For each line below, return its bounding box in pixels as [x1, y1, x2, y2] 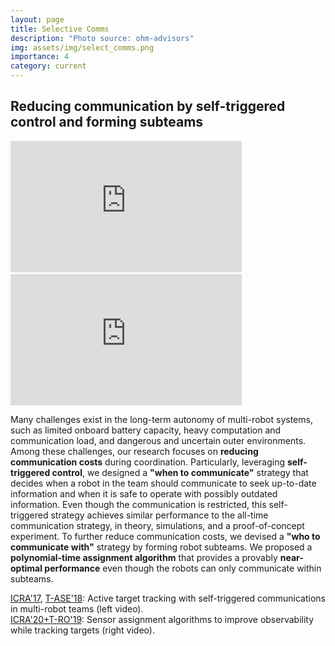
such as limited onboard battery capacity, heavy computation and [10, 424, 282, 436]
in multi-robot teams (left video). [10, 602, 144, 615]
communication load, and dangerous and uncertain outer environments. [10, 434, 307, 446]
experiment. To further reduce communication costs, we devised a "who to [10, 530, 321, 542]
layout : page [10, 14, 65, 25]
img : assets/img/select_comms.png [10, 42, 155, 53]
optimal [10, 562, 43, 574]
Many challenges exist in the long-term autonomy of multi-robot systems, [10, 413, 313, 425]
